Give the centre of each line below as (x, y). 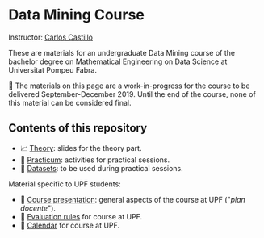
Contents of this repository (78, 128)
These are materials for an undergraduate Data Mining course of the (122, 52)
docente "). (38, 208)
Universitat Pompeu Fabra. (52, 69)
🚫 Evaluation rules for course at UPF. (81, 216)
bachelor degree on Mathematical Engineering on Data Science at (118, 61)
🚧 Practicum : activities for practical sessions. (95, 160)
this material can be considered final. (70, 102)
